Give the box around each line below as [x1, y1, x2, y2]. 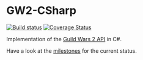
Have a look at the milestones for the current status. [6, 47, 137, 55]
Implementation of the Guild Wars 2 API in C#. [6, 35, 122, 42]
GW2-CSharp [6, 4, 76, 18]
